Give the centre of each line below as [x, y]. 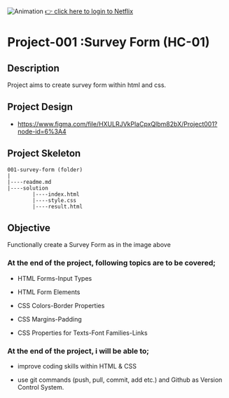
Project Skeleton [44, 153]
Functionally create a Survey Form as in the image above [89, 245]
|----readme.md [29, 182]
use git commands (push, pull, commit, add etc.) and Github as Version [120, 380]
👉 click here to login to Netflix [89, 11]
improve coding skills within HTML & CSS [77, 366]
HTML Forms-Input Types [55, 278]
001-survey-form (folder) [45, 170]
